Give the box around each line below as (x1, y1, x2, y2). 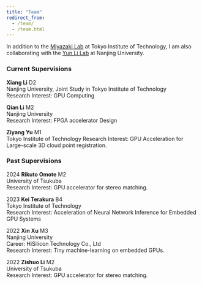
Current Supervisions (6, 65, 72, 74)
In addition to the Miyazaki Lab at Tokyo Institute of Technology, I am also (6, 43, 192, 50)
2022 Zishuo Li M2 (6, 258, 55, 265)
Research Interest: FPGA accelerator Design (6, 116, 118, 124)
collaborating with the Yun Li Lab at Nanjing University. (6, 50, 145, 57)
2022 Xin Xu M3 (6, 227, 48, 234)
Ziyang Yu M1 (6, 128, 42, 135)
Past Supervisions (6, 157, 62, 165)
